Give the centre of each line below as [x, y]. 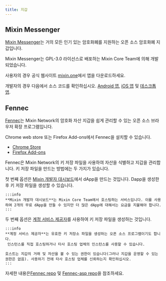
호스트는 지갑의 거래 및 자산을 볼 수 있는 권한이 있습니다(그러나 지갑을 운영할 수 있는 [82, 254]
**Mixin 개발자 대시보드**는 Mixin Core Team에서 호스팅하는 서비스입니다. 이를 [79, 200]
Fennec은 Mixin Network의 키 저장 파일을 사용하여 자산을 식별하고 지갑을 [76, 162]
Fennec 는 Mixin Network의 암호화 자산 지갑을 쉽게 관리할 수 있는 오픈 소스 [78, 120]
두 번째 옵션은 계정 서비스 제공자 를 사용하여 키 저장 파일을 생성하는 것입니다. [79, 219]
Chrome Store [27, 147]
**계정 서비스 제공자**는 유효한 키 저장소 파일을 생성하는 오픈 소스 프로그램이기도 [79, 234]
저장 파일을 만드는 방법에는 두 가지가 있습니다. [65, 169]
